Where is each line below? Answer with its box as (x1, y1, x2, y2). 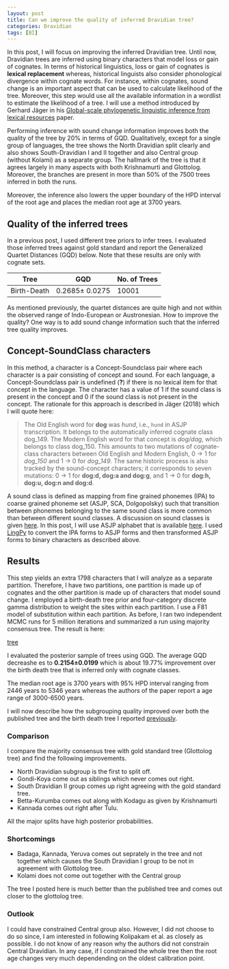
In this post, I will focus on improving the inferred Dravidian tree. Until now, (7, 48, 217, 56)
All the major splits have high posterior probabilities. (7, 817, 154, 825)
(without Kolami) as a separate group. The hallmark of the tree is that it (7, 156, 206, 164)
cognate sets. (7, 258, 46, 267)
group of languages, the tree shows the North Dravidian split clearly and (7, 141, 211, 149)
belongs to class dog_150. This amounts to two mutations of (23, 442, 193, 450)
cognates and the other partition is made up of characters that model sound (7, 588, 221, 596)
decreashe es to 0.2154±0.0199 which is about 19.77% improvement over (7, 659, 216, 667)
